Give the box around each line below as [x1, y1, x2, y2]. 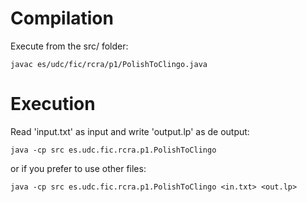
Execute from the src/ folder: [10, 40, 129, 52]
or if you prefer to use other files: [10, 162, 147, 174]
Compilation [10, 7, 114, 30]
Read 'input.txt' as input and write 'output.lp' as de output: [10, 125, 250, 137]
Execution [10, 93, 96, 116]
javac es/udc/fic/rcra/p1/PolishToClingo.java [10, 59, 208, 69]
